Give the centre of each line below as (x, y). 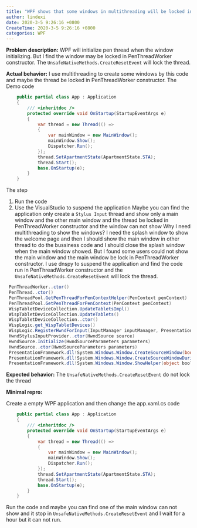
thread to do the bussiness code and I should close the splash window (100, 245)
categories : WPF (26, 33)
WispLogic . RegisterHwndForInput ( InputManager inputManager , (84, 331)
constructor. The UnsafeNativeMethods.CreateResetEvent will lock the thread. (98, 63)
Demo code (20, 86)
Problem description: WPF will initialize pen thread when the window (90, 50)
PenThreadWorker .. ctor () (39, 287)
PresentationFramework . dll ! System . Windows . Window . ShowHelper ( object (94, 363)
